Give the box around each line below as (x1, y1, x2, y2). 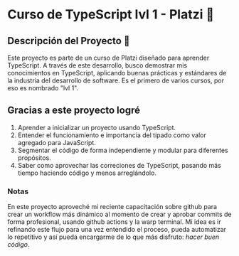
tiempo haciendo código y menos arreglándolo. (17, 169, 156, 177)
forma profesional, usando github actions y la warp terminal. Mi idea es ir (7, 218, 222, 226)
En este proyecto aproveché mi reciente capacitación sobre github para (7, 203, 218, 211)
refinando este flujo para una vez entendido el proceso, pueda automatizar (7, 225, 226, 234)
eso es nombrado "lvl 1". (7, 84, 79, 92)
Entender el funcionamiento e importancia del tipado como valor (17, 131, 206, 139)
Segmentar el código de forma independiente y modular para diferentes (17, 146, 229, 154)
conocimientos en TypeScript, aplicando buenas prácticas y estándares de (7, 69, 227, 77)
